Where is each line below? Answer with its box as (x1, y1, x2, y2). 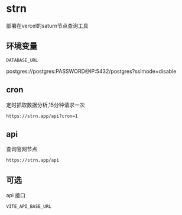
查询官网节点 (6, 146, 37, 153)
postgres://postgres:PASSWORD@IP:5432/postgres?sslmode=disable (6, 68, 177, 75)
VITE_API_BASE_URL (6, 204, 51, 210)
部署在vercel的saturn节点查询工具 (6, 22, 89, 29)
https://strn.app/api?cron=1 (6, 113, 78, 119)
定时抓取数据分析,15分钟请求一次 (6, 101, 85, 108)
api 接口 (6, 192, 25, 199)
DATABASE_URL (6, 57, 38, 63)
